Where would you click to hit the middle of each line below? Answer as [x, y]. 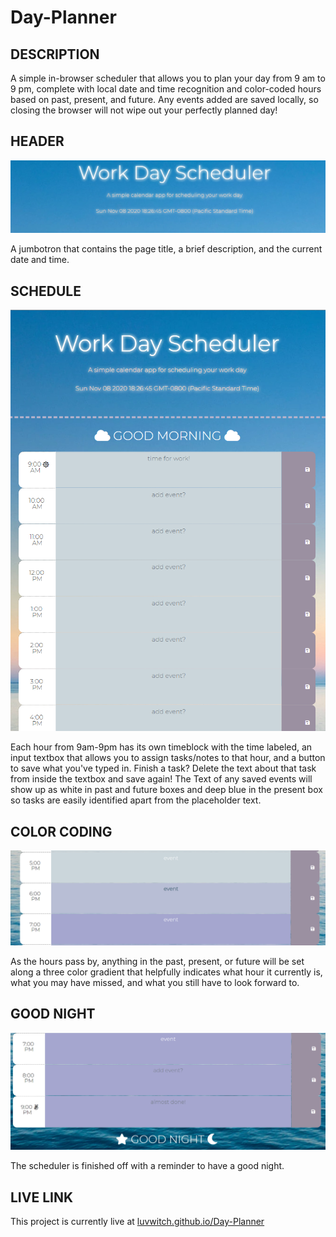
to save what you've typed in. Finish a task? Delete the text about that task [163, 768]
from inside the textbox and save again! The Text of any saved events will [161, 779]
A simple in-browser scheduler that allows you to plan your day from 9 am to [168, 78]
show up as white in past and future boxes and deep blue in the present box [166, 790]
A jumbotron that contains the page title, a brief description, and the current [166, 249]
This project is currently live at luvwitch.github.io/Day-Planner [137, 1221]
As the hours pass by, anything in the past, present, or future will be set [157, 961]
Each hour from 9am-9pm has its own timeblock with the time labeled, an [161, 747]
